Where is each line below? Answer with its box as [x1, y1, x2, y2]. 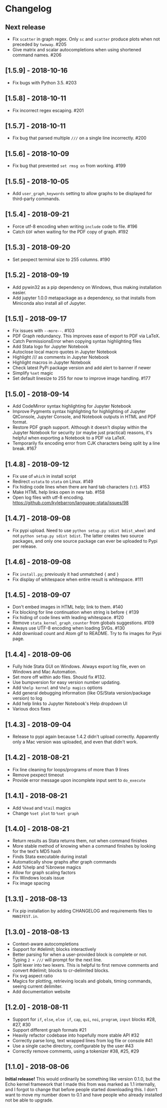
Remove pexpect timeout [12, 772, 64, 778]
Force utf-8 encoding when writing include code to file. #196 [12, 223, 138, 229]
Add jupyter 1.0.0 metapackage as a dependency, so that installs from [12, 295, 156, 301]
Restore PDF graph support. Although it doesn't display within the [12, 425, 148, 431]
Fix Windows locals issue [12, 875, 65, 881]
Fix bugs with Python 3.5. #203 [12, 79, 77, 85]
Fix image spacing [12, 880, 50, 886]
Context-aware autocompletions [12, 941, 79, 947]
